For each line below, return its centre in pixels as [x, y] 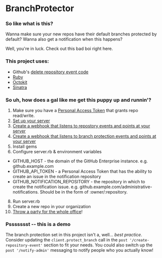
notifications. [26, 192]
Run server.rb [26, 201]
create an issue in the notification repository [57, 177]
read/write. [24, 116]
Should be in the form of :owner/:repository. [84, 192]
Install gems [25, 146]
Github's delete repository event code [51, 72]
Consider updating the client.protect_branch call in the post [67, 240]
